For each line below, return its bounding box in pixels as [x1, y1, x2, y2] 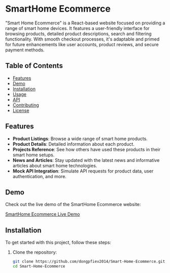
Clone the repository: [12, 249, 57, 255]
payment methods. [5, 47, 45, 53]
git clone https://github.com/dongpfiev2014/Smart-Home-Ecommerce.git [12, 259, 165, 264]
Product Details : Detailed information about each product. [12, 141, 134, 147]
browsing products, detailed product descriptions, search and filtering [5, 30, 152, 37]
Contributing [12, 102, 39, 108]
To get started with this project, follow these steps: [5, 240, 112, 246]
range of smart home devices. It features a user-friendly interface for [5, 25, 150, 31]
